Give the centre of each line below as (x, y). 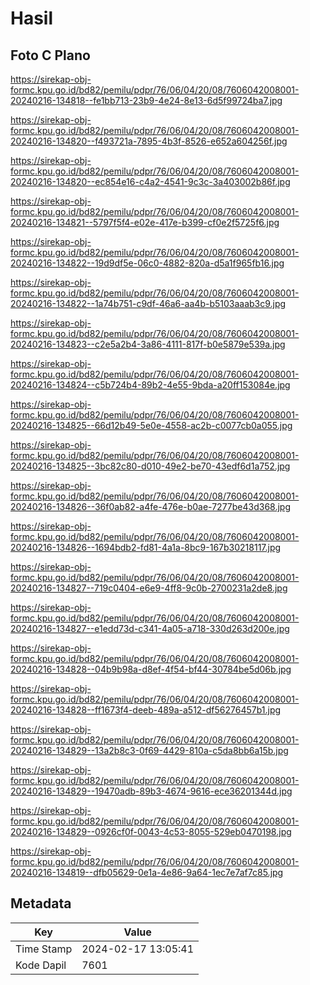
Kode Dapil (41, 965)
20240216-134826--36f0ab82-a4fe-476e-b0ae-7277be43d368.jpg (151, 506)
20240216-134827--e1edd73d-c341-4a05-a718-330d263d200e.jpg (150, 628)
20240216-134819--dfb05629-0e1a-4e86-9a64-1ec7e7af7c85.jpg (147, 872)
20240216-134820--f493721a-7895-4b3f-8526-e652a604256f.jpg (149, 141)
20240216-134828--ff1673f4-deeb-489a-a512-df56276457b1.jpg (146, 710)
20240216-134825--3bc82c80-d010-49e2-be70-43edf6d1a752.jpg (150, 466)
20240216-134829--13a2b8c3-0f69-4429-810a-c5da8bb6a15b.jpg (149, 750)
